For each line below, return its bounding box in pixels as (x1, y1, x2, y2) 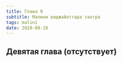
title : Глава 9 (6, 8, 43, 15)
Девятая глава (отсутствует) (6, 46, 117, 56)
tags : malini (6, 19, 38, 25)
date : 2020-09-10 (6, 25, 48, 31)
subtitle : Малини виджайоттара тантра (6, 14, 100, 20)
